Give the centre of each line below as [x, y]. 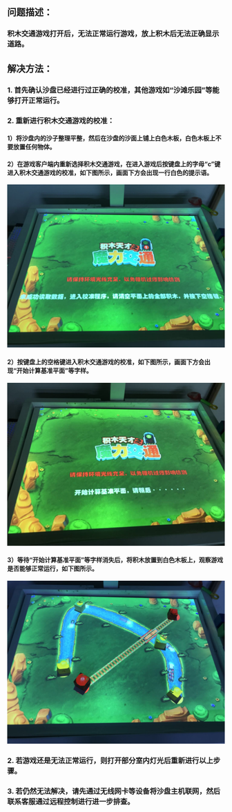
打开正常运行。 [39, 100]
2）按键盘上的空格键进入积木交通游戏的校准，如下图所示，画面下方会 [106, 362]
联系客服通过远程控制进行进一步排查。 [71, 801]
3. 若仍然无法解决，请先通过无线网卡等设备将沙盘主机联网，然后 [114, 791]
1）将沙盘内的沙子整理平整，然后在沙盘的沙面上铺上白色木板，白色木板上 [112, 138]
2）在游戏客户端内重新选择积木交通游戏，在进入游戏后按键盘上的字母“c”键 [114, 164]
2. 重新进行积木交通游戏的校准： [61, 121]
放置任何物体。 [34, 147]
